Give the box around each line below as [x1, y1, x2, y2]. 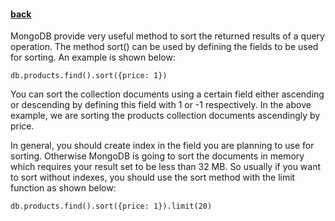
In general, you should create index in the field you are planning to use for [10, 140, 315, 152]
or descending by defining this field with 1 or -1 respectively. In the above [10, 99, 312, 111]
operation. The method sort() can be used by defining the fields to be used [10, 41, 319, 53]
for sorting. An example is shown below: [10, 51, 176, 64]
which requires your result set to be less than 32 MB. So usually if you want [10, 161, 322, 173]
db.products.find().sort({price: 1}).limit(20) [10, 201, 213, 212]
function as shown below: [10, 182, 117, 194]
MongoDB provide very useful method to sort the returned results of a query [10, 30, 325, 42]
